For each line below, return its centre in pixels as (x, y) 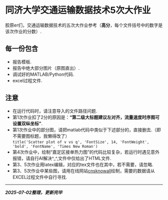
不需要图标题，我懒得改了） (41, 136)
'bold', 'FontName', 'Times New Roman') (55, 146)
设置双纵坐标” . (27, 123)
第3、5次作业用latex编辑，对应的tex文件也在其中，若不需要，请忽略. (83, 164)
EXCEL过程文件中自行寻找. (40, 177)
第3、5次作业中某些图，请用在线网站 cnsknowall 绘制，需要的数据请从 (83, 170)
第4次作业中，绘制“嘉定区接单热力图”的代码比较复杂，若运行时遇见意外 (86, 152)
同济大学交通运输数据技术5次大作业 (78, 10)
